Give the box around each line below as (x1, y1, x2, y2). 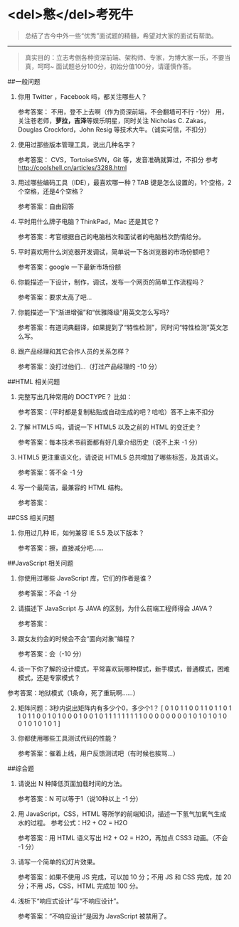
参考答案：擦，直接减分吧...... (17, 544, 104, 552)
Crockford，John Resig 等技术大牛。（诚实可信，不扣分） (43, 125, 211, 134)
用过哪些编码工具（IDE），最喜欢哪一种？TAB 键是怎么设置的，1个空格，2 (17, 178, 232, 186)
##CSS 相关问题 (7, 513, 55, 521)
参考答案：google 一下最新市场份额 (17, 263, 122, 271)
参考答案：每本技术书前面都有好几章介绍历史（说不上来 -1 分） (17, 438, 201, 446)
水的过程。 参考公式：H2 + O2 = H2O (17, 818, 128, 827)
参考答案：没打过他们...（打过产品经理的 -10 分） (17, 362, 161, 371)
